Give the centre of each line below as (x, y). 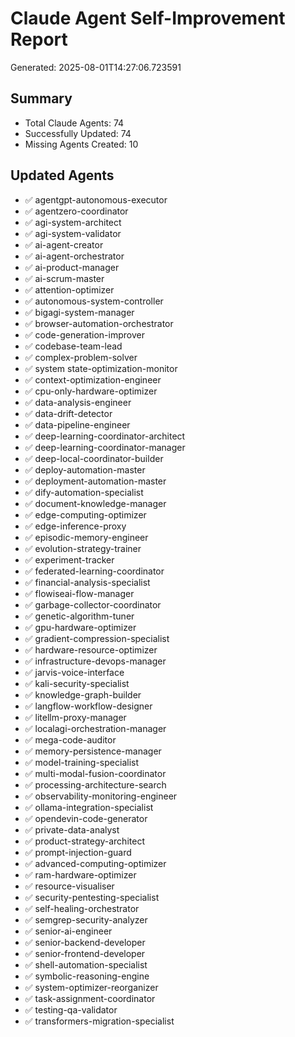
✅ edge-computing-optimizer (85, 514)
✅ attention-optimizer (69, 289)
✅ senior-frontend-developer (85, 953)
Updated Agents (62, 175)
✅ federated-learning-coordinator (94, 571)
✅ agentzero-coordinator (76, 211)
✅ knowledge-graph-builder (83, 694)
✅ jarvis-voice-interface (74, 672)
